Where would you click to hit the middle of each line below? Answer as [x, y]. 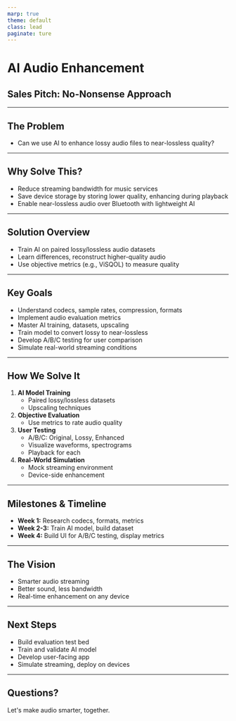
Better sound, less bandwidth [60, 589]
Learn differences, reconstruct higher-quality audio [92, 257]
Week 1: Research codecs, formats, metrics [80, 521]
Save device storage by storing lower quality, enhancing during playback [123, 196]
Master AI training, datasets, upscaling [73, 325]
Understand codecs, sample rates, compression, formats [100, 310]
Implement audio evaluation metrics [69, 317]
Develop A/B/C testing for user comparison [80, 340]
